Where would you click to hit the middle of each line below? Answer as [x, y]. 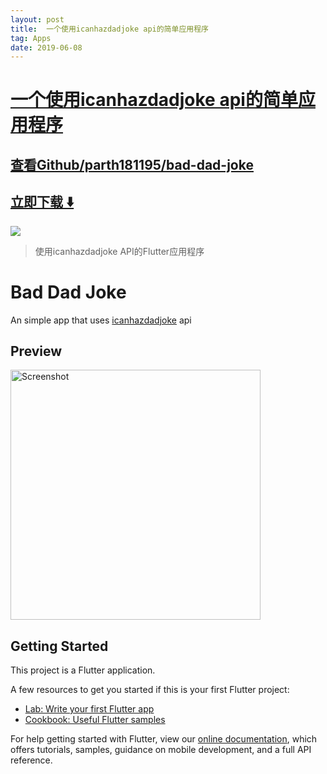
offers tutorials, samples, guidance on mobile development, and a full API [161, 750]
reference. [31, 760]
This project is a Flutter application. [83, 670]
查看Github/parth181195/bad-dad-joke [132, 164]
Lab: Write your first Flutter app [89, 709]
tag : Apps [31, 38]
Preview [36, 351]
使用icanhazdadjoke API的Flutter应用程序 [119, 251]
